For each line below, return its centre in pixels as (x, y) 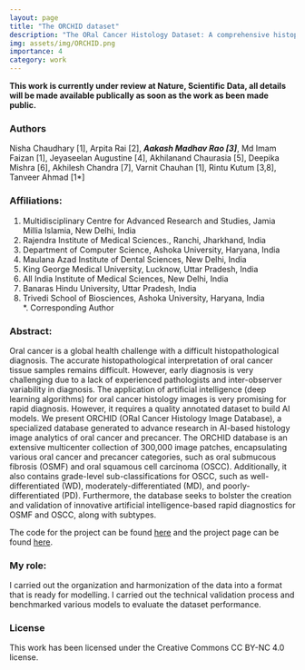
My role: (28, 566)
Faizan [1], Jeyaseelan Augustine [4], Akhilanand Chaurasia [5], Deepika (144, 158)
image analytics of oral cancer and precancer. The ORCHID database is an (148, 438)
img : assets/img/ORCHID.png (63, 43)
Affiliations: (36, 201)
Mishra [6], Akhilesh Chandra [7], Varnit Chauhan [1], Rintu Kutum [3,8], (143, 168)
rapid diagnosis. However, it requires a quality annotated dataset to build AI (150, 409)
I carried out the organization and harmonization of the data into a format (146, 586)
